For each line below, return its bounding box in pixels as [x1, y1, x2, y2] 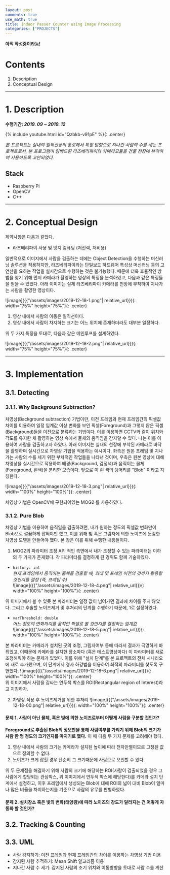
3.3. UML [5, 837, 34, 846]
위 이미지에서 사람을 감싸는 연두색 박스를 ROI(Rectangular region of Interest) [5, 679, 159, 686]
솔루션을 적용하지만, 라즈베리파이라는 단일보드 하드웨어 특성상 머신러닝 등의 [10, 262, 159, 268]
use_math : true [5, 17, 37, 22]
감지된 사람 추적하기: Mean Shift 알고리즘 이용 [12, 858, 104, 864]
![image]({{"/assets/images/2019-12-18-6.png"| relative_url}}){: [20, 667, 152, 673]
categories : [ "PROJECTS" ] [5, 26, 60, 31]
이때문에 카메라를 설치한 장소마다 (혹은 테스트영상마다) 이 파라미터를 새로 [20, 649, 164, 655]
